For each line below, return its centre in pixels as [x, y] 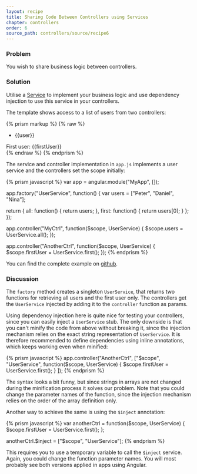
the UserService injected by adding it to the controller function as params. [97, 304]
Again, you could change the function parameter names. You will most [91, 459]
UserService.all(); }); [31, 234]
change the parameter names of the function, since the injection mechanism [98, 395]
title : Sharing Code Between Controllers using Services [77, 17]
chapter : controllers [33, 22]
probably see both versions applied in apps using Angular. [76, 465]
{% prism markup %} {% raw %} [46, 123]
